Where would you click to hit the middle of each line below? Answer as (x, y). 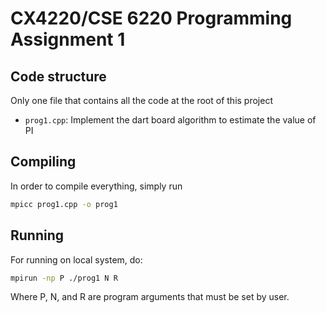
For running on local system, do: (76, 259)
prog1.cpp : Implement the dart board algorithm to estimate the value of (170, 120)
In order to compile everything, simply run (96, 186)
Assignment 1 (68, 39)
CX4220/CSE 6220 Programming (151, 18)
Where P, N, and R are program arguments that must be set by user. (150, 297)
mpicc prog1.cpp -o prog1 (64, 204)
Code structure (58, 76)
